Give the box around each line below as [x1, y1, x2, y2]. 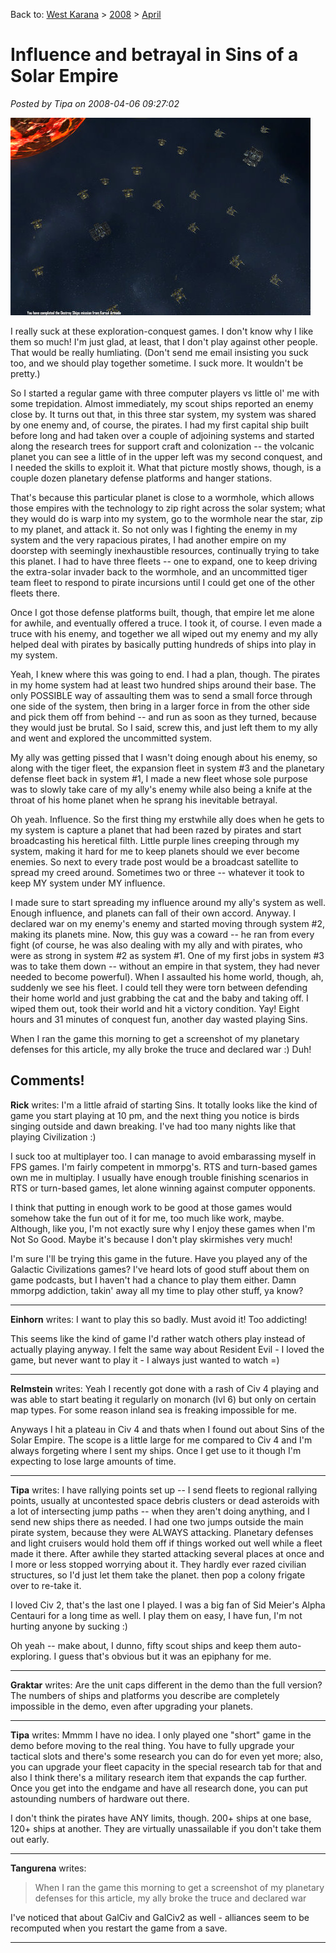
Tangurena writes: [10, 1862, 87, 1874]
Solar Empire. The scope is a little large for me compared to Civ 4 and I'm [10, 1434, 313, 1446]
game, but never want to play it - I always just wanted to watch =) [10, 1354, 280, 1366]
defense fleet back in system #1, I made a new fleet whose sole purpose [10, 772, 308, 784]
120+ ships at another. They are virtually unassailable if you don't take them [10, 1822, 322, 1834]
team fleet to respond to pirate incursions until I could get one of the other [10, 576, 316, 588]
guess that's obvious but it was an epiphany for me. [58, 1650, 272, 1662]
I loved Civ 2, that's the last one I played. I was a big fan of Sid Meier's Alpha [10, 1599, 326, 1611]
